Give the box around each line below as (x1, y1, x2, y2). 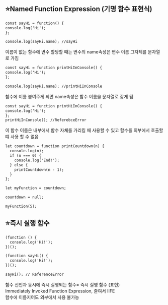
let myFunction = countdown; (5, 186, 66, 191)
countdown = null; (5, 195, 44, 200)
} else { (10, 162, 28, 167)
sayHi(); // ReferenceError (5, 272, 64, 277)
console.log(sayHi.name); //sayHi (5, 39, 78, 44)
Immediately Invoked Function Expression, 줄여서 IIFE (5, 288, 115, 294)
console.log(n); (10, 148, 44, 154)
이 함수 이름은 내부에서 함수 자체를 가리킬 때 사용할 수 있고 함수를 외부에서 (5, 128, 150, 134)
